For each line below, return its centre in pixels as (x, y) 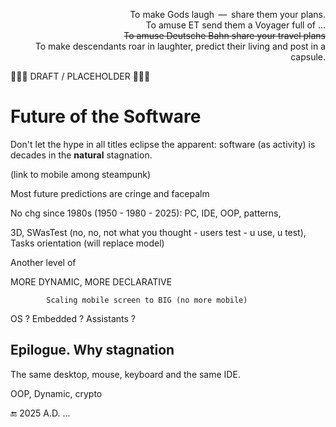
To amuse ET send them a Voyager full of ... (235, 25)
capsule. (308, 57)
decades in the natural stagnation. (81, 155)
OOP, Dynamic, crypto (56, 393)
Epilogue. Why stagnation (92, 350)
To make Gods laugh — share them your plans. (227, 14)
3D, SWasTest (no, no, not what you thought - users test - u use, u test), (158, 232)
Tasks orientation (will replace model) (87, 243)
